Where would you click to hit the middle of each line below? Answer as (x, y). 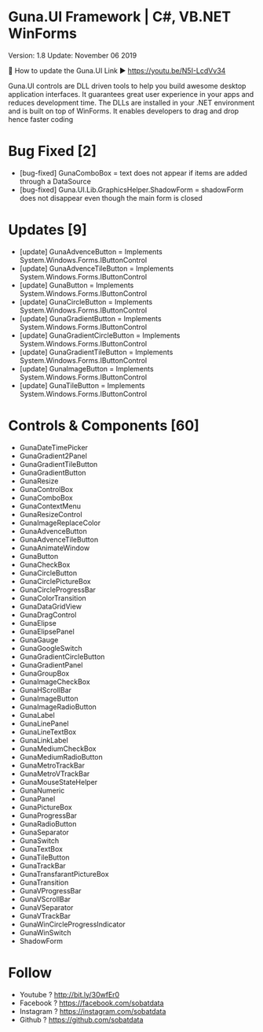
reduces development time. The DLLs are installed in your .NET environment (131, 102)
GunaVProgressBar (50, 890)
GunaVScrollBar (45, 899)
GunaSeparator (44, 832)
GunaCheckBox (45, 564)
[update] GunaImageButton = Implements (87, 368)
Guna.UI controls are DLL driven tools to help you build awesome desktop (127, 86)
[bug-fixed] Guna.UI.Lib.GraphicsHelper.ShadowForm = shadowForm (131, 190)
